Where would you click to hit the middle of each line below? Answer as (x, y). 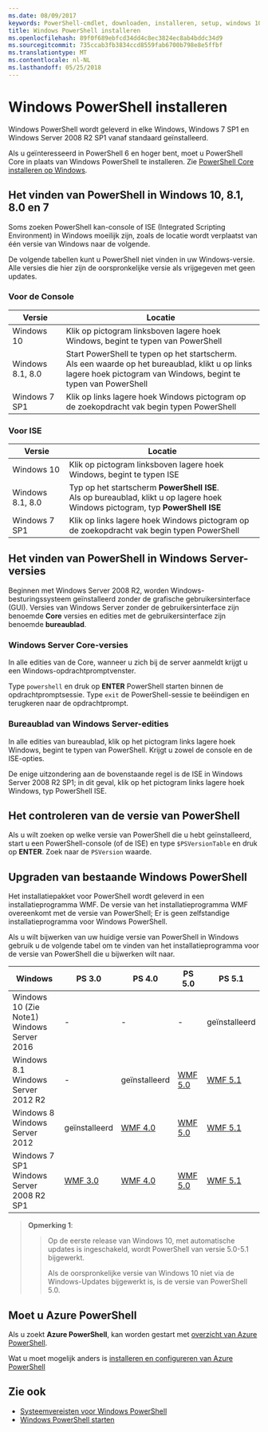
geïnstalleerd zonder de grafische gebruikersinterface (162, 598)
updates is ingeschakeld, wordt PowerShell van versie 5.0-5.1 (148, 1249)
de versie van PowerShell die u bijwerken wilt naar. (92, 954)
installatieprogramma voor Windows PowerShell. (88, 921)
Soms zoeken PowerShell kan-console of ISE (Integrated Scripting (117, 227)
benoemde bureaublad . (47, 624)
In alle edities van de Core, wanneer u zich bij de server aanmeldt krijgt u (128, 662)
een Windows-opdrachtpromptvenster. (72, 671)
